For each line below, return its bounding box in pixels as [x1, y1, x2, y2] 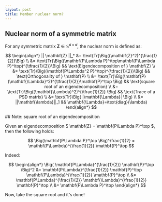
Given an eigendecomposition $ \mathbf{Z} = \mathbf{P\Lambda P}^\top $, [5, 123, 156, 129]
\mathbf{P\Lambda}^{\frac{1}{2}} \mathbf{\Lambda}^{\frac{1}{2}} [15, 177, 147, 183]
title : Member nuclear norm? [5, 12, 64, 17]
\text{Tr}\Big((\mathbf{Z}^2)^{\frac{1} [83, 52, 157, 58]
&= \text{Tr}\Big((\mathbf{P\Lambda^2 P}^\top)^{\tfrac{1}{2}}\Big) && [12, 68, 150, 74]
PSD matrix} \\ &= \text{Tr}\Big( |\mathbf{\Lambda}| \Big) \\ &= [19, 94, 144, 100]
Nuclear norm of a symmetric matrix [5, 30, 117, 38]
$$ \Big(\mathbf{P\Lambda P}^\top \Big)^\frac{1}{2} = [27, 137, 135, 143]
